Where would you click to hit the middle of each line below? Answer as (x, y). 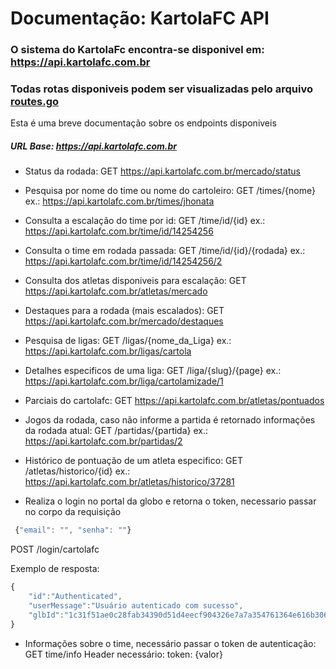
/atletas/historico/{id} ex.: (77, 471)
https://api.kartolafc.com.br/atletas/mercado (116, 291)
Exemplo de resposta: (55, 569)
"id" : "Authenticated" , (75, 597)
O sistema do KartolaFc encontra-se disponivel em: (137, 50)
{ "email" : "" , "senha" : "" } (73, 530)
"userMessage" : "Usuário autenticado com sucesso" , (136, 606)
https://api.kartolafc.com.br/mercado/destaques (124, 321)
